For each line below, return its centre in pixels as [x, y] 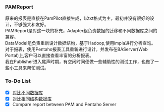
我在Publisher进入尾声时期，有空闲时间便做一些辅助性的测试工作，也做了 [80, 62]
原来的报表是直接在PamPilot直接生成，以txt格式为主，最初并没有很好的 [78, 18]
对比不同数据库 [27, 92]
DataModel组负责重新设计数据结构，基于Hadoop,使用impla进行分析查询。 [81, 43]
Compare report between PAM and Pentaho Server [64, 104]
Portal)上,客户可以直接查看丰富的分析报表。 [50, 56]
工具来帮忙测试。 [31, 68]
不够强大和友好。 [31, 25]
